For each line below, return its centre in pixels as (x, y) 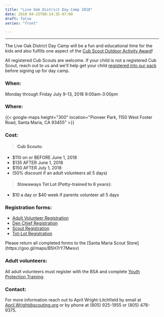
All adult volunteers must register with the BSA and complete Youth (72, 271)
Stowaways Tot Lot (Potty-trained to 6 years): (64, 184)
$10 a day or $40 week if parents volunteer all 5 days (66, 195)
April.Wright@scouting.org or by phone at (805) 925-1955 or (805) (72, 305)
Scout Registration (31, 228)
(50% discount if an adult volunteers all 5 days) (60, 173)
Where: (14, 107)
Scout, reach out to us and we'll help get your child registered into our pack (81, 66)
